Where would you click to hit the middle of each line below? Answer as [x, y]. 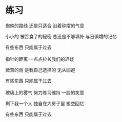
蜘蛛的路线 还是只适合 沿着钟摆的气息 [45, 26]
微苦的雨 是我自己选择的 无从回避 [40, 70]
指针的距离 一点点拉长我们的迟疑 [40, 59]
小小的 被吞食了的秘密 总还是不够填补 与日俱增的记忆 [61, 36]
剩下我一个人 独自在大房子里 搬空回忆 [45, 103]
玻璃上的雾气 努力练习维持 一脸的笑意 [45, 92]
